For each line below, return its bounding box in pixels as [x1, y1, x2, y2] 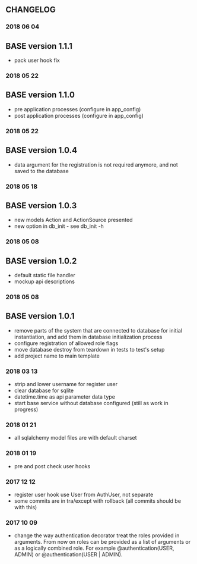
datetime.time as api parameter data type [14, 393, 115, 400]
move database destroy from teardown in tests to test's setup [14, 346, 165, 353]
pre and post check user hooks [14, 462, 91, 469]
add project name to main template [14, 352, 100, 359]
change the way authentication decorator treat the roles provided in [14, 532, 180, 539]
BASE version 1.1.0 [5, 90, 75, 100]
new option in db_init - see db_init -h [14, 223, 104, 230]
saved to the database [14, 167, 69, 174]
